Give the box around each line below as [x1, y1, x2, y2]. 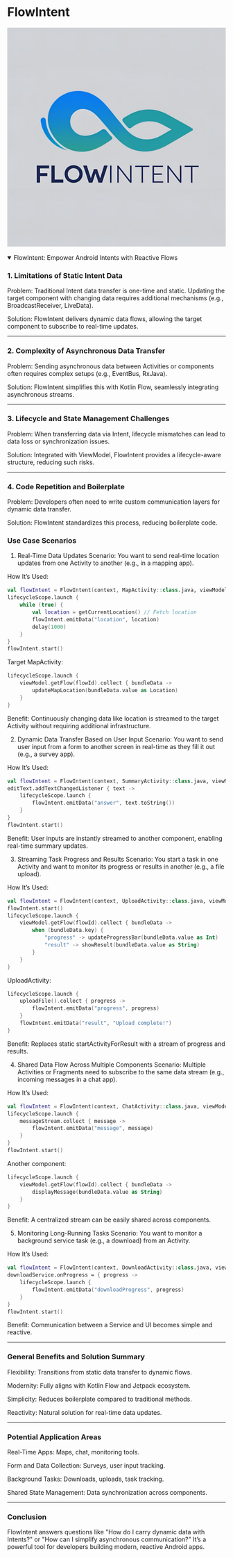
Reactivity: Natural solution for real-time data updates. [7, 1408, 162, 1416]
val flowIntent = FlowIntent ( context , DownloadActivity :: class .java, [7, 1264, 213, 1272]
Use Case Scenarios [7, 536, 77, 546]
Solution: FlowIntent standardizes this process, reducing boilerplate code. [7, 518, 218, 527]
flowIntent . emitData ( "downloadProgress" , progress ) [32, 1286, 185, 1293]
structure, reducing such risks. [7, 458, 95, 466]
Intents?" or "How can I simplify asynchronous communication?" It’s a [7, 1535, 207, 1543]
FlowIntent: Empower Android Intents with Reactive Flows [13, 253, 178, 261]
